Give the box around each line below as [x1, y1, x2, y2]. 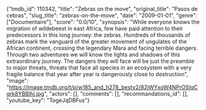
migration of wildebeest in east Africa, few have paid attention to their [6, 25, 183, 32]
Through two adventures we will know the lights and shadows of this [6, 51, 180, 58]
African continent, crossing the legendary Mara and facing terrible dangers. [6, 44, 198, 52]
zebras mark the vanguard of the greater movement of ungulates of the [6, 38, 188, 45]
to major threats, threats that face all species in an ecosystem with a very [6, 64, 192, 71]
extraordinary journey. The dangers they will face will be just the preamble [6, 58, 195, 65]
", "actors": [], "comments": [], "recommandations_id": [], [44, 90, 189, 97]
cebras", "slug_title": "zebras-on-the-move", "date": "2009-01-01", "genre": [6, 12, 198, 19]
